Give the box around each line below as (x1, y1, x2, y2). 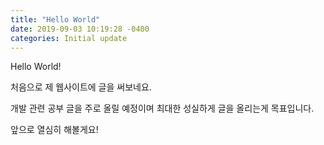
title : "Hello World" (10, 14, 101, 25)
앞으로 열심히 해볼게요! (10, 124, 99, 136)
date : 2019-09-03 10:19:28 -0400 (10, 24, 150, 34)
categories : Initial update (10, 33, 128, 43)
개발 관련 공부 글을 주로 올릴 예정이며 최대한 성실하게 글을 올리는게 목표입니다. (10, 102, 315, 115)
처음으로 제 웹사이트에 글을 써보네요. (10, 81, 152, 93)
